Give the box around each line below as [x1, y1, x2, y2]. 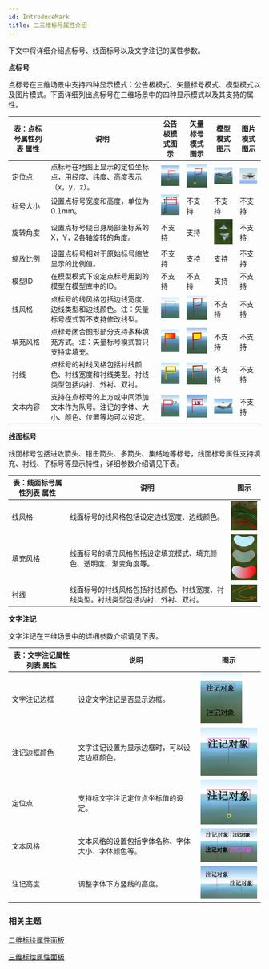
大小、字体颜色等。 [78, 846, 142, 856]
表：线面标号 [12, 478, 55, 488]
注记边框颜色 [11, 748, 54, 757]
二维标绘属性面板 [8, 935, 65, 945]
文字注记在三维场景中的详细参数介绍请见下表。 [8, 630, 163, 641]
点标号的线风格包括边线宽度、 [50, 294, 150, 304]
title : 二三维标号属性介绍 [8, 21, 88, 30]
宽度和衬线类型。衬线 [78, 370, 150, 379]
